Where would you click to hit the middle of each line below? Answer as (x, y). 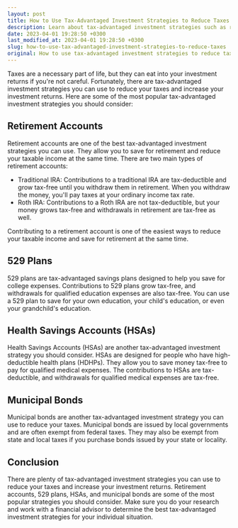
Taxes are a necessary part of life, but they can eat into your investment (112, 73)
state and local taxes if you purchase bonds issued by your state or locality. (118, 440)
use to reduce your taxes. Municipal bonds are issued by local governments (118, 425)
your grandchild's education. (49, 308)
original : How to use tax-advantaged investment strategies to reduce (114, 54)
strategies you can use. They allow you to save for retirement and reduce (114, 150)
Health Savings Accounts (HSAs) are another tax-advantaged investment (114, 348)
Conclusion (33, 462)
